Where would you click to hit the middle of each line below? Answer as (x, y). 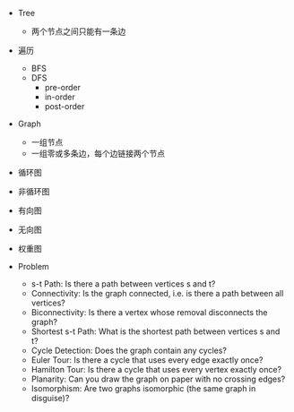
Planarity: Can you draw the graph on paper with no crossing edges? (158, 379)
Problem (33, 266)
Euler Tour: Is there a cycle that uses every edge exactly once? (147, 360)
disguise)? (50, 398)
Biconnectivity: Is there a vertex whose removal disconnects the (149, 312)
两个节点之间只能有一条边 (78, 31)
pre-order (63, 87)
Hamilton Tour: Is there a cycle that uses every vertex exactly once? (156, 369)
